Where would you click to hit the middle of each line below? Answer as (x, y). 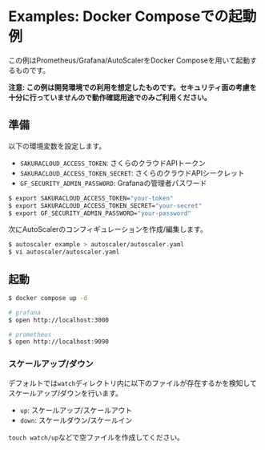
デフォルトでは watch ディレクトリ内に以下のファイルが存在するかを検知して (133, 383)
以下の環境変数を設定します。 (57, 146)
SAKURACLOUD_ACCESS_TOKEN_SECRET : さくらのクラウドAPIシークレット (132, 172)
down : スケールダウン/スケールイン (76, 420)
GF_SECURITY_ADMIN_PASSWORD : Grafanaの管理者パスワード (113, 183)
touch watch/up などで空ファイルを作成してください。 (96, 437)
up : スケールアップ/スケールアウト (76, 410)
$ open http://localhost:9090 (59, 342)
